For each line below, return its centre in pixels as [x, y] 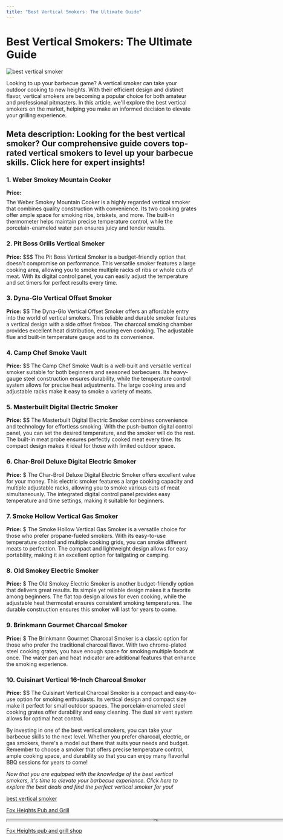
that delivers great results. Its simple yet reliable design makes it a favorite [99, 590]
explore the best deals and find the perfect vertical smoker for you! [90, 787]
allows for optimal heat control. [45, 718]
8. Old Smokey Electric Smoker [52, 570]
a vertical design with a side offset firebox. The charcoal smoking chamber [99, 324]
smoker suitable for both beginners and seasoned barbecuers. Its [88, 372]
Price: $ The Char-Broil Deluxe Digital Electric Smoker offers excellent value [101, 474]
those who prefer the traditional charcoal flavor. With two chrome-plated [96, 645]
